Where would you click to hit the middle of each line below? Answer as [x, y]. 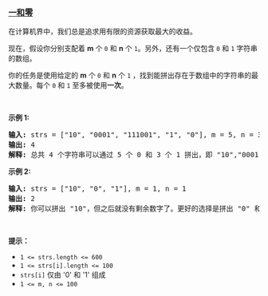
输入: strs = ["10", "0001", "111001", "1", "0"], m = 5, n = [131, 135]
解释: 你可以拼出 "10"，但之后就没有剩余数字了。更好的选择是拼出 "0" [129, 209]
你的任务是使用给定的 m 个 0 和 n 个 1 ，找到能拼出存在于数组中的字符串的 [130, 75]
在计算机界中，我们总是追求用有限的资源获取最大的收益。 [102, 32]
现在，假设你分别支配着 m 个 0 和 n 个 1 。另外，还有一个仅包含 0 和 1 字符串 [133, 49]
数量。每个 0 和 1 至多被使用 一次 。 [72, 85]
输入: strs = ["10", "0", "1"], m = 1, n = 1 [97, 189]
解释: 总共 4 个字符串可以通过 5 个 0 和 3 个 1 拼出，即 [110, 155]
